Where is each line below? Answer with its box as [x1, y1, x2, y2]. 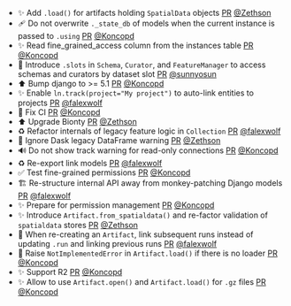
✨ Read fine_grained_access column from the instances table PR [17, 40, 254, 50]
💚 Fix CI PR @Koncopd [17, 107, 101, 118]
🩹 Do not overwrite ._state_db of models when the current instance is [17, 18, 276, 28]
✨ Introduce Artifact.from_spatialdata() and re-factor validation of [17, 210, 268, 220]
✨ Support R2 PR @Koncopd [17, 267, 123, 277]
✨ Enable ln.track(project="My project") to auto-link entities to [17, 88, 255, 98]
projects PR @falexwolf [17, 97, 103, 108]
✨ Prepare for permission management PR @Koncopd [17, 200, 215, 210]
